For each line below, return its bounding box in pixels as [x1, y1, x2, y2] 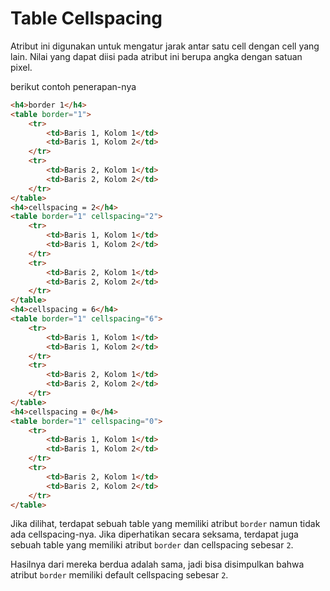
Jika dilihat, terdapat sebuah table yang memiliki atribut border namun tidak [10, 518, 321, 530]
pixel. [10, 61, 33, 73]
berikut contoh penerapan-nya [10, 80, 137, 92]
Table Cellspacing [10, 7, 163, 30]
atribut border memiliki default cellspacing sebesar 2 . [10, 569, 229, 581]
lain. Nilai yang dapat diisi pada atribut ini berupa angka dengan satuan [10, 50, 303, 62]
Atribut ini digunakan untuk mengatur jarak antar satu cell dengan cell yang [10, 40, 320, 52]
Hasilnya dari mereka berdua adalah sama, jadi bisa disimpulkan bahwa [10, 558, 305, 571]
